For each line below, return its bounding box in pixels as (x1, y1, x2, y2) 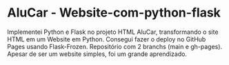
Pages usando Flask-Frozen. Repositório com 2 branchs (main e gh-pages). (7, 42, 223, 50)
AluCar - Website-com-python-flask (7, 5, 221, 21)
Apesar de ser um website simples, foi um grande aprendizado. (7, 50, 188, 58)
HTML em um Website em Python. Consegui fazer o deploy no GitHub (7, 35, 206, 43)
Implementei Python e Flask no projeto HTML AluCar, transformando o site (7, 28, 219, 36)
